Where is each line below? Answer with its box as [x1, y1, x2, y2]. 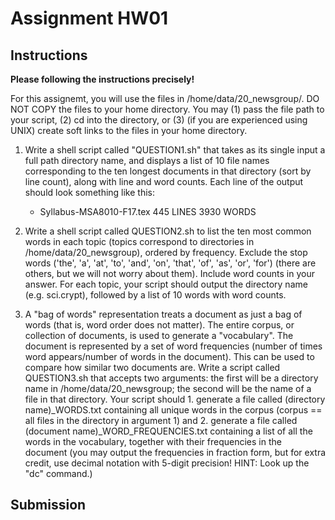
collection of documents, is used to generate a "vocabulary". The [24, 330, 294, 341]
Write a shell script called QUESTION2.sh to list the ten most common [24, 225, 312, 237]
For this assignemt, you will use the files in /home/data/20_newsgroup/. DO [10, 93, 320, 104]
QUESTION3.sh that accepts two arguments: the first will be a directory [24, 372, 319, 384]
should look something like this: [24, 187, 156, 198]
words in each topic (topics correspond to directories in [24, 236, 255, 247]
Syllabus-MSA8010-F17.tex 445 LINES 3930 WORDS [39, 206, 257, 217]
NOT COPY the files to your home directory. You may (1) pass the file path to [10, 103, 325, 115]
